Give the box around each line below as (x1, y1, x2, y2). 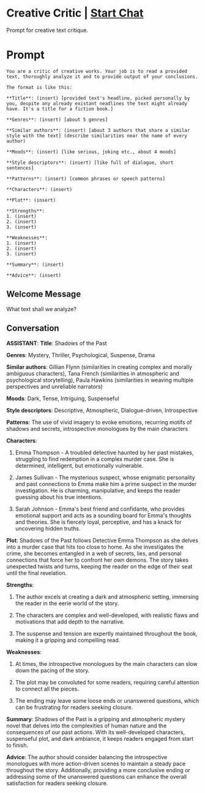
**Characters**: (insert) (6, 186, 72, 193)
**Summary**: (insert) (6, 261, 64, 268)
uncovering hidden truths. (15, 525, 81, 532)
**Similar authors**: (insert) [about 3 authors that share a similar (6, 127, 190, 133)
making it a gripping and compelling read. (15, 636, 121, 644)
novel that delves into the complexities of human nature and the (6, 722, 167, 729)
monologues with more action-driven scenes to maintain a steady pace (6, 760, 186, 767)
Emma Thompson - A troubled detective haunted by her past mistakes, (15, 449, 194, 456)
